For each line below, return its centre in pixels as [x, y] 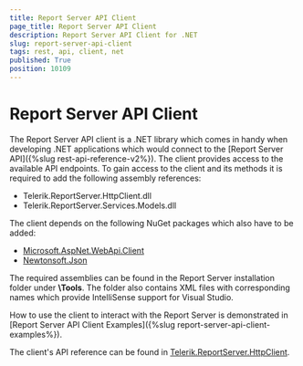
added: [23, 233]
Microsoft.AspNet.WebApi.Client [83, 250]
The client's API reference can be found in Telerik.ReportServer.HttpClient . [150, 351]
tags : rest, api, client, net [67, 52]
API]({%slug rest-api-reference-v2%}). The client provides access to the [146, 158]
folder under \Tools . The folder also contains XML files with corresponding [150, 288]
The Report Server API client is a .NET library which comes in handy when [149, 139]
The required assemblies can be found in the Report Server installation [142, 277]
